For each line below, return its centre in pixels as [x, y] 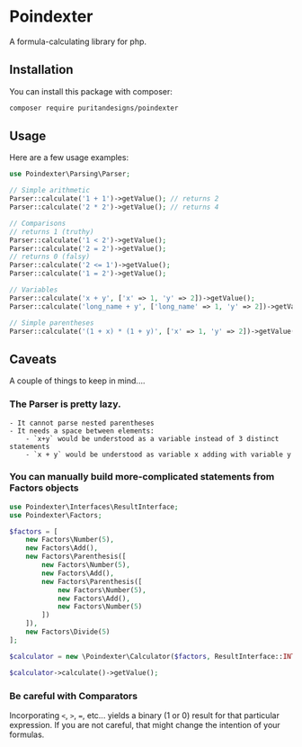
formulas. [27, 734]
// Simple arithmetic [50, 191]
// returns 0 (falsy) [50, 257]
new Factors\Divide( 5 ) [68, 632]
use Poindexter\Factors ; [56, 515]
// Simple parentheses [52, 323]
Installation [41, 70]
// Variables [34, 290]
